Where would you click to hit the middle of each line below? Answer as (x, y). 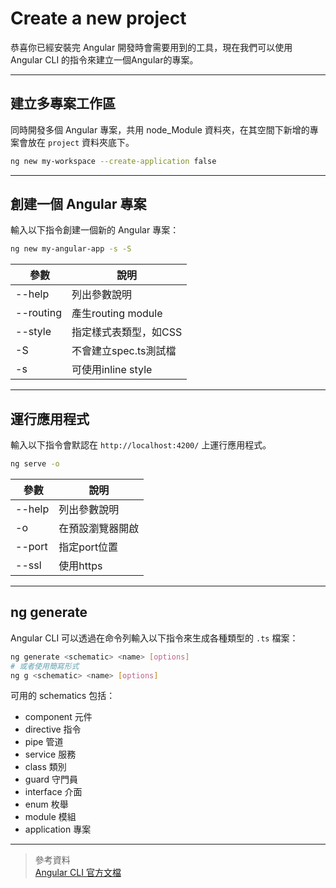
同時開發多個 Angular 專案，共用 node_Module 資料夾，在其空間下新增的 (160, 129)
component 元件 (58, 717)
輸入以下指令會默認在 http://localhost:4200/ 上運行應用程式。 (141, 445)
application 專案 (58, 829)
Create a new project (98, 18)
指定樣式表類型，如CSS (127, 332)
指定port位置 (88, 547)
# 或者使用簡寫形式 (45, 666)
